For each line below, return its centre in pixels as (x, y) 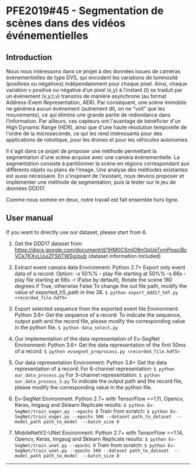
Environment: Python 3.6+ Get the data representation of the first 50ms (100, 345)
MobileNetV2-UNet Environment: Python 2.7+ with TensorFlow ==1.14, (99, 433)
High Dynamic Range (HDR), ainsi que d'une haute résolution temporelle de (97, 127)
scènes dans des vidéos (66, 23)
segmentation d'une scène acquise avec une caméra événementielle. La (93, 157)
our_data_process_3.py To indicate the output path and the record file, (99, 381)
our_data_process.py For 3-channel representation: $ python (87, 375)
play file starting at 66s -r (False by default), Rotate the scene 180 (93, 280)
